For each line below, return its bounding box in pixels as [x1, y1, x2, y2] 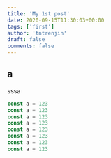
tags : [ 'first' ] [7, 23, 54, 30]
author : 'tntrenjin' [7, 29, 68, 37]
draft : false [7, 36, 45, 43]
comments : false [7, 42, 54, 49]
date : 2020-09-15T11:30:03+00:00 [7, 17, 105, 24]
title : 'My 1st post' [7, 10, 71, 17]
